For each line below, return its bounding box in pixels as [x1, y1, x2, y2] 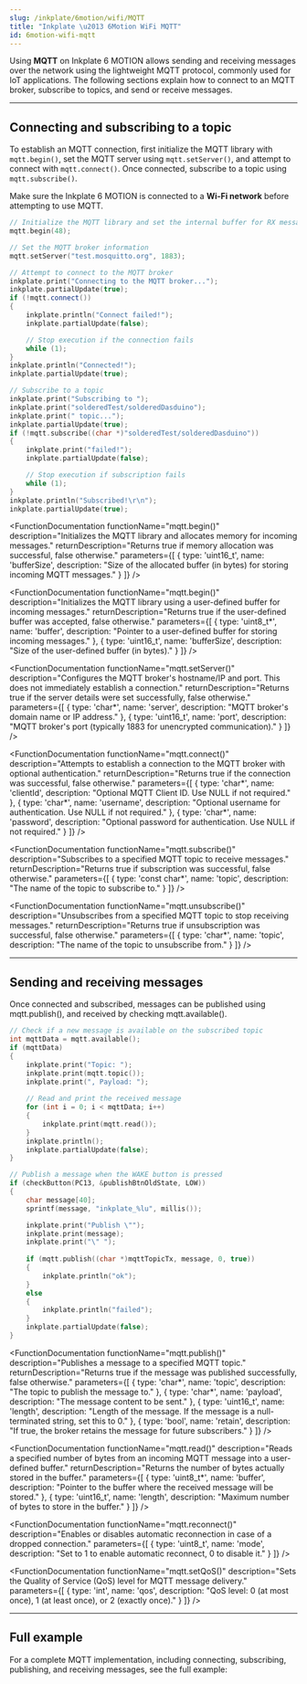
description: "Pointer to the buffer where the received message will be [9, 1481, 274, 1492]
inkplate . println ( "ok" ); [42, 1271, 137, 1280]
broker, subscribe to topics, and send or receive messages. [9, 84, 233, 96]
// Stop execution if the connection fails [26, 335, 195, 344]
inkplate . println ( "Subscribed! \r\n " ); [9, 495, 157, 505]
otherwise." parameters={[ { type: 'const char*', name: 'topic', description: [9, 874, 290, 884]
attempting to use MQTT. [9, 200, 103, 211]
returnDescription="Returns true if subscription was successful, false [9, 863, 271, 874]
